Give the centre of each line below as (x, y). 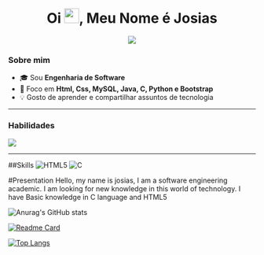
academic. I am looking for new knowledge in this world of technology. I (125, 188)
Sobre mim (29, 60)
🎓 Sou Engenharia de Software (72, 78)
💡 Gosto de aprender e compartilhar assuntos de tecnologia (116, 98)
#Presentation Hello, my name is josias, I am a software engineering (118, 180)
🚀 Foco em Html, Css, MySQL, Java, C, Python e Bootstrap (116, 89)
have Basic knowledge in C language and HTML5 (88, 197)
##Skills (21, 164)
